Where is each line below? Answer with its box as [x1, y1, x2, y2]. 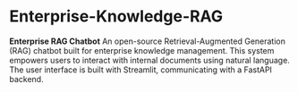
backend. [9, 73, 44, 84]
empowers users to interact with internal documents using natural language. [9, 54, 291, 65]
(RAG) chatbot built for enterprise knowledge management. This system [9, 45, 275, 55]
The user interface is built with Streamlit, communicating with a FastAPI [9, 64, 273, 75]
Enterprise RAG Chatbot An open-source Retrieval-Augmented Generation [9, 36, 286, 46]
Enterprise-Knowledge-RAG [9, 6, 224, 27]
